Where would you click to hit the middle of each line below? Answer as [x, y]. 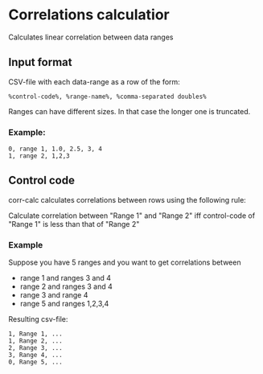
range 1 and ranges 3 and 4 [65, 278]
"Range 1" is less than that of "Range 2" [74, 224]
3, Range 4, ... [35, 356]
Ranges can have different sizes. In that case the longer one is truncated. [129, 111]
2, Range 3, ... [35, 348]
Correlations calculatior [89, 15]
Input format [40, 62]
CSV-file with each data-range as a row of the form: [95, 81]
